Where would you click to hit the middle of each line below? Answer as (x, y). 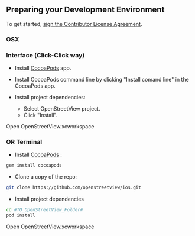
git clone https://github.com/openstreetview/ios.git (74, 188)
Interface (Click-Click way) (45, 55)
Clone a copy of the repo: (46, 177)
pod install (21, 215)
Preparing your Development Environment (85, 10)
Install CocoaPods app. (43, 68)
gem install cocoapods (34, 166)
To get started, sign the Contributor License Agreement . (74, 24)
